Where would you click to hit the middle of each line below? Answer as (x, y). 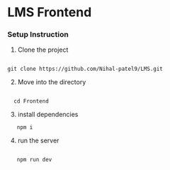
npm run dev (34, 160)
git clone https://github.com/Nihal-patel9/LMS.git (85, 69)
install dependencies (48, 115)
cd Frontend (32, 101)
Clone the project (43, 50)
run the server (38, 141)
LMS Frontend (50, 12)
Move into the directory (52, 82)
